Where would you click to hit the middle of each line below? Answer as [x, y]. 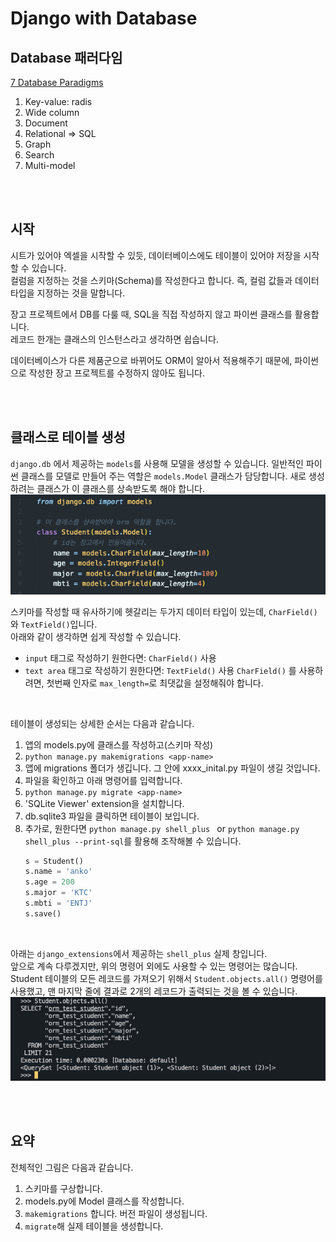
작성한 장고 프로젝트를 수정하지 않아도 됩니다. [117, 373]
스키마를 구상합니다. [63, 1188]
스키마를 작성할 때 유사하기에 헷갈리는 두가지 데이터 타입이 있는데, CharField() [164, 611]
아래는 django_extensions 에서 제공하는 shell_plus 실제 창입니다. [139, 953]
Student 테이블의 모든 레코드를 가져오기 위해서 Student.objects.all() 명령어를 [166, 978]
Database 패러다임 [66, 57]
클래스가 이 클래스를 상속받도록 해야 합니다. [121, 488]
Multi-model [50, 165]
